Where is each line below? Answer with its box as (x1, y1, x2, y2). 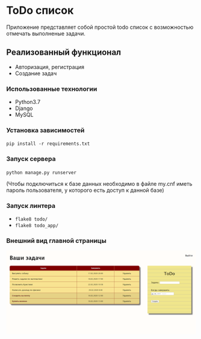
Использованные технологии (6, 85, 97, 93)
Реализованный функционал (6, 47, 122, 58)
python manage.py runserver (6, 169, 77, 176)
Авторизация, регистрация (14, 63, 85, 70)
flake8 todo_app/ (14, 222, 59, 228)
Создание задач (14, 70, 57, 77)
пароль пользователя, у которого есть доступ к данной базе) (6, 186, 164, 194)
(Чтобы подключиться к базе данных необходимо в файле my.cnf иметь (6, 180, 193, 187)
